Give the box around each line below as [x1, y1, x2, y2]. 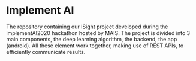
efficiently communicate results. [6, 48, 86, 55]
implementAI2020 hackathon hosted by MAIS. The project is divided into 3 [6, 29, 191, 36]
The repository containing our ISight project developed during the [6, 23, 168, 30]
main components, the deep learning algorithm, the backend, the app [6, 36, 177, 43]
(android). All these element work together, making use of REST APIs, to [6, 42, 184, 49]
